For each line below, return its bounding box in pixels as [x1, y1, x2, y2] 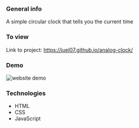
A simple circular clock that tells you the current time [6, 18, 134, 25]
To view [6, 33, 29, 41]
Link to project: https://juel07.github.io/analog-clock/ [6, 46, 133, 53]
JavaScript [14, 115, 41, 122]
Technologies [6, 89, 46, 97]
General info [6, 5, 42, 13]
